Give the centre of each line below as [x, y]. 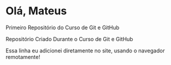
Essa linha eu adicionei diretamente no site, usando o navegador [85, 50]
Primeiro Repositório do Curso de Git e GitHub [62, 27]
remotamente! [23, 57]
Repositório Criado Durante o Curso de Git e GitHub [69, 39]
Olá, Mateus [36, 11]
